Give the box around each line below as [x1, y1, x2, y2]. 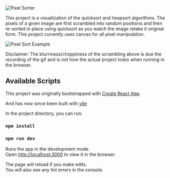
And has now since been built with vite [5, 100, 87, 106]
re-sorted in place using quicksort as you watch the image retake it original [5, 26, 164, 32]
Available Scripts [5, 77, 61, 86]
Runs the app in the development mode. [5, 146, 90, 152]
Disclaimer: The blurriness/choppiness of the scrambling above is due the [5, 51, 162, 57]
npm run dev [5, 135, 35, 141]
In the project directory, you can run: [5, 110, 83, 116]
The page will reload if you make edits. [5, 162, 87, 168]
